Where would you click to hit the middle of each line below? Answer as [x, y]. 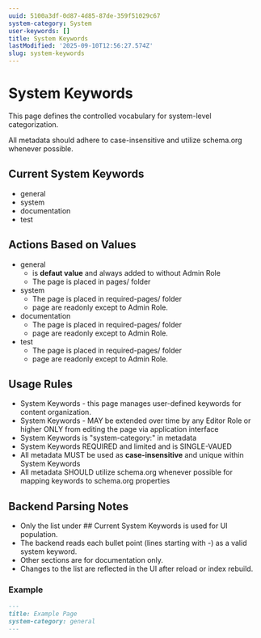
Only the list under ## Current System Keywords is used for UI [124, 526]
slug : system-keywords [46, 53]
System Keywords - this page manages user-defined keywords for [130, 404]
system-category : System [50, 23]
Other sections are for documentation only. [92, 560]
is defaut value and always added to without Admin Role [126, 273]
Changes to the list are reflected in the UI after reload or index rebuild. [137, 569]
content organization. [55, 412]
